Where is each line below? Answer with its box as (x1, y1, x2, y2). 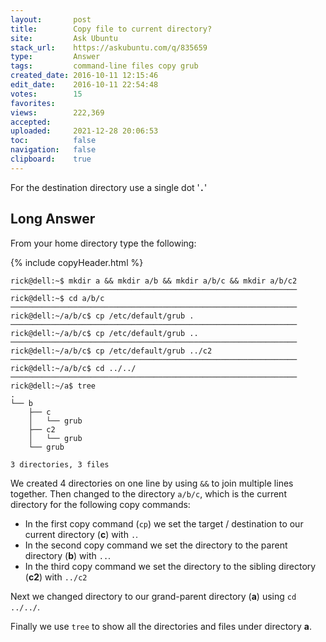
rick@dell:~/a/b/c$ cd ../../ (10, 363, 137, 373)
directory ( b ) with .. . (24, 549, 112, 561)
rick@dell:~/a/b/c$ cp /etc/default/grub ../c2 (10, 346, 213, 356)
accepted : (10, 117, 52, 127)
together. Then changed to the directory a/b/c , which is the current (10, 487, 287, 500)
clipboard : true (10, 154, 92, 164)
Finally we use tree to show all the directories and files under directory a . (10, 620, 312, 632)
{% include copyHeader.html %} (10, 256, 144, 268)
